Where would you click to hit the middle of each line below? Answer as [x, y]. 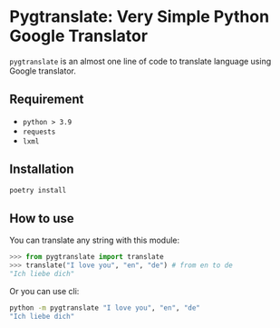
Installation [42, 169]
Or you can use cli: [44, 291]
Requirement [47, 99]
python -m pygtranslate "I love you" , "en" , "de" [105, 308]
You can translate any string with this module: [95, 240]
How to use [42, 219]
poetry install [38, 190]
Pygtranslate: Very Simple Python [140, 17]
